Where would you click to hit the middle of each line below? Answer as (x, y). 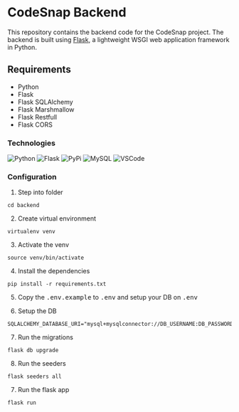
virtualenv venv (31, 232)
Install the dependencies (54, 271)
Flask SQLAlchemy (45, 102)
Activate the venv (43, 245)
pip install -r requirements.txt (57, 284)
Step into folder (40, 192)
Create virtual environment (57, 218)
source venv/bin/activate (46, 258)
